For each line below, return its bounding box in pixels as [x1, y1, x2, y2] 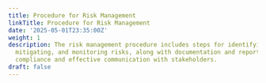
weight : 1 [8, 33, 41, 42]
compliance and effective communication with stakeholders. [15, 56, 218, 64]
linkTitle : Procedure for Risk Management [8, 19, 150, 27]
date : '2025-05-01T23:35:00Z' [8, 26, 108, 34]
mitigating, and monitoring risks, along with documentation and [15, 48, 236, 56]
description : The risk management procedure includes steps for [8, 41, 225, 49]
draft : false [8, 63, 51, 71]
